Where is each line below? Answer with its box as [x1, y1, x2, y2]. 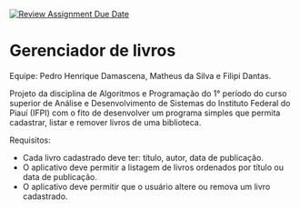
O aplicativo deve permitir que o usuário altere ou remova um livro [22, 181, 271, 192]
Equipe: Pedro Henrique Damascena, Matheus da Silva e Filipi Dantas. [9, 70, 272, 81]
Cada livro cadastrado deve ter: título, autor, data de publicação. [22, 152, 264, 163]
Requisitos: [9, 134, 52, 145]
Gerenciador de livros [9, 41, 176, 61]
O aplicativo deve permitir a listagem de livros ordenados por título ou [22, 162, 285, 173]
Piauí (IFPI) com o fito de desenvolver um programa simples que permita [9, 107, 281, 118]
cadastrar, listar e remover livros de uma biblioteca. [9, 116, 202, 127]
